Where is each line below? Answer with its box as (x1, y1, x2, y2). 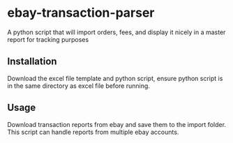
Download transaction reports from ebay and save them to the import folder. (7, 120, 227, 128)
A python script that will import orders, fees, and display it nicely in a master (7, 28, 226, 36)
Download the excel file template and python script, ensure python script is (7, 74, 223, 82)
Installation (7, 56, 57, 68)
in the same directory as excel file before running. (7, 82, 150, 90)
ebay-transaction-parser (7, 5, 155, 21)
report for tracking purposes (7, 35, 89, 43)
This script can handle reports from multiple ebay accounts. (7, 128, 179, 136)
